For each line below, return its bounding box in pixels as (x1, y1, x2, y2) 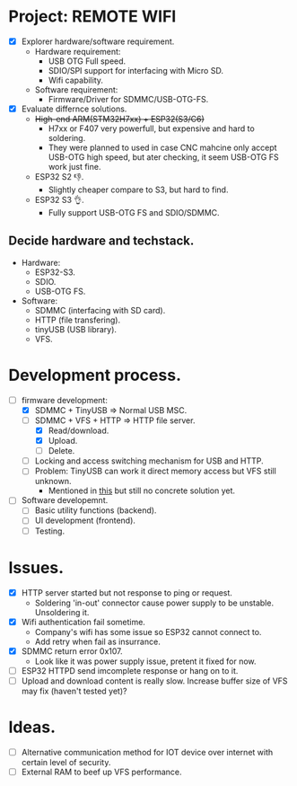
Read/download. (48, 425, 109, 436)
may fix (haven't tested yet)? (21, 685, 127, 696)
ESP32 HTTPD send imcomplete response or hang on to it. (21, 665, 239, 676)
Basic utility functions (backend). (34, 505, 157, 516)
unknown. (34, 476, 73, 487)
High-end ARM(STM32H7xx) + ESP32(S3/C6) (34, 114, 205, 125)
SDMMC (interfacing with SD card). (34, 305, 166, 315)
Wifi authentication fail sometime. (21, 616, 145, 627)
